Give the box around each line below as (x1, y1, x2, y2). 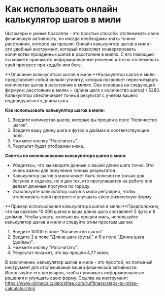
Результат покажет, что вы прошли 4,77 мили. (12, 250, 109, 255)
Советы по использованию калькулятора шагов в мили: (5, 152, 127, 159)
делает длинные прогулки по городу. (12, 183, 91, 189)
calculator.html (5, 285, 35, 291)
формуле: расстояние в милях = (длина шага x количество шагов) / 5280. (5, 87, 161, 93)
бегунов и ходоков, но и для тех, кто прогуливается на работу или (12, 178, 153, 184)
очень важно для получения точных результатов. (12, 167, 117, 173)
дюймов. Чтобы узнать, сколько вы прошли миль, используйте (5, 213, 138, 219)
